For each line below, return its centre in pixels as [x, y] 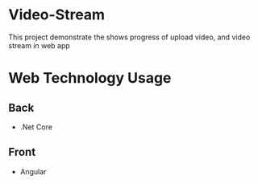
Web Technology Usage [90, 78]
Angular [33, 171]
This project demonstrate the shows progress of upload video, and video [129, 37]
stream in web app [39, 45]
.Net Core [36, 127]
